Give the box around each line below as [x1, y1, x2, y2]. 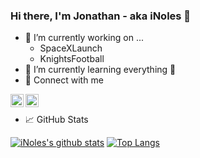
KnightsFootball [39, 53, 105, 65]
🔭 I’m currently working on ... [24, 32, 144, 44]
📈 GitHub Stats [24, 114, 89, 126]
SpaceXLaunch [39, 42, 103, 54]
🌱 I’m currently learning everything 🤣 [24, 64, 177, 76]
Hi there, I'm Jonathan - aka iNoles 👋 [10, 9, 192, 23]
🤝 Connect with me [24, 74, 104, 86]
